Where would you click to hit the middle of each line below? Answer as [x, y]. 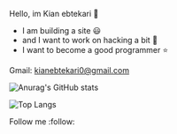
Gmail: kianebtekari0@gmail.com [69, 70]
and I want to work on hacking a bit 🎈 [89, 40]
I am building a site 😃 [62, 30]
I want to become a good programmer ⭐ [95, 50]
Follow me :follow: [42, 122]
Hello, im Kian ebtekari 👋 [54, 14]
